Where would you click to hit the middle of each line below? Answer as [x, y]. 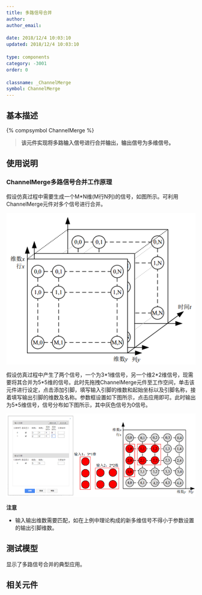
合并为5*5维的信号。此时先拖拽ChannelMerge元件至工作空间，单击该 [108, 383]
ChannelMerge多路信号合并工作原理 [59, 182]
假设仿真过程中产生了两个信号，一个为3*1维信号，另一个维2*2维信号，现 [97, 375]
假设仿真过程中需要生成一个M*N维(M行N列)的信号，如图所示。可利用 [92, 196]
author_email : [24, 25]
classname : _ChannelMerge [38, 82]
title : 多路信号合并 [29, 13]
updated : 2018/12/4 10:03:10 [43, 45]
